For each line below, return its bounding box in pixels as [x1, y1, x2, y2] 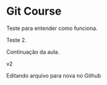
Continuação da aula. [6, 48, 60, 56]
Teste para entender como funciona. [6, 24, 98, 32]
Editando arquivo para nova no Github [6, 72, 102, 79]
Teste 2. [6, 36, 27, 43]
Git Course [6, 4, 62, 18]
